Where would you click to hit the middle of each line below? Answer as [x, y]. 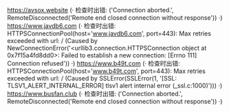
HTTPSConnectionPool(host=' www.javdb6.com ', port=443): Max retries [109, 33]
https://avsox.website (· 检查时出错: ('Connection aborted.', [90, 10]
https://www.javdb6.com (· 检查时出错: [62, 26]
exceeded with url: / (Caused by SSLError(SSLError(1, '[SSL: [92, 78]
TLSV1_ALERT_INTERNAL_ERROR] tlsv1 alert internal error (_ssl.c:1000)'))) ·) [115, 85]
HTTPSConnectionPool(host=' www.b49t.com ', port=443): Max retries [107, 71]
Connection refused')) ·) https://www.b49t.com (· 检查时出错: [94, 63]
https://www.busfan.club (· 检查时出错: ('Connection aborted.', [95, 94]
